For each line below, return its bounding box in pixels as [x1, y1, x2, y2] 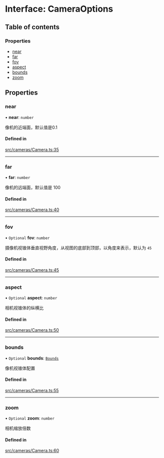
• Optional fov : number [5, 235, 50, 240]
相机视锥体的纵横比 [5, 305, 44, 311]
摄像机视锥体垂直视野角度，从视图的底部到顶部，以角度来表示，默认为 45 [5, 245, 152, 251]
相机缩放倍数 [5, 425, 31, 431]
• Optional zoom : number [5, 416, 55, 421]
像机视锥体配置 [5, 365, 35, 371]
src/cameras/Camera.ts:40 [5, 207, 60, 213]
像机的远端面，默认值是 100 [5, 184, 61, 191]
